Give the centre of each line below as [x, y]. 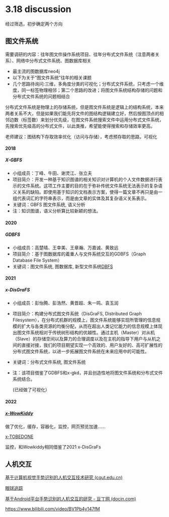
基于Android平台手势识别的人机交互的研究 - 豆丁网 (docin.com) [71, 498]
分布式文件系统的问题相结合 [41, 96]
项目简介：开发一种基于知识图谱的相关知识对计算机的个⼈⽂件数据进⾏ [85, 180]
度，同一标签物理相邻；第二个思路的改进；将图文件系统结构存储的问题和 [87, 90]
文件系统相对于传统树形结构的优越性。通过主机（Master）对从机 [88, 332]
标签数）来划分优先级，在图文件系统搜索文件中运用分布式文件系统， [93, 120]
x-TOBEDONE [19, 437]
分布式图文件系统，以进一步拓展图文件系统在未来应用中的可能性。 [81, 352]
